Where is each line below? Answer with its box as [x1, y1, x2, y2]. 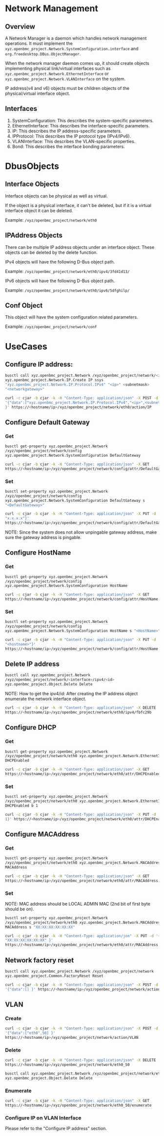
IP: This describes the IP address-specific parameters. [12, 128, 122, 134]
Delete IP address [5, 660, 60, 668]
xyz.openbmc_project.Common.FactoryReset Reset [5, 973, 104, 978]
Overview [5, 22, 36, 31]
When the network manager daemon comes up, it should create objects [5, 61, 150, 66]
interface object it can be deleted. [5, 207, 73, 213]
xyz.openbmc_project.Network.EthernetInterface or [5, 71, 109, 76]
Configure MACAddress [5, 830, 80, 838]
